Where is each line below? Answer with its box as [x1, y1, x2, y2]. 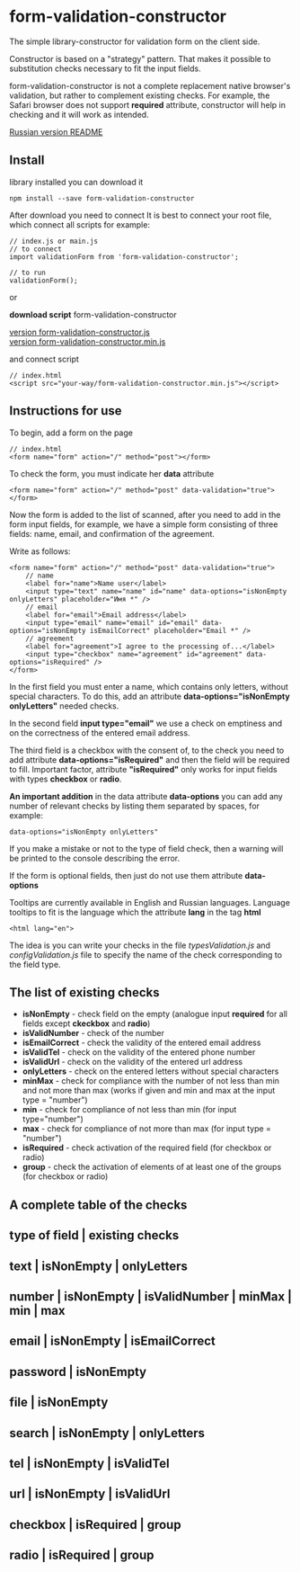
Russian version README [9, 126, 103, 137]
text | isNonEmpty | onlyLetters [9, 1258, 189, 1273]
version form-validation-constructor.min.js [9, 335, 166, 347]
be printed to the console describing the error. [9, 853, 181, 863]
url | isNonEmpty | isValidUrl [9, 1487, 171, 1502]
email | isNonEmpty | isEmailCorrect [9, 1334, 216, 1349]
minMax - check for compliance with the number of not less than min [22, 1076, 280, 1086]
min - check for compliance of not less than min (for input [22, 1104, 237, 1115]
